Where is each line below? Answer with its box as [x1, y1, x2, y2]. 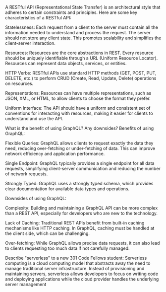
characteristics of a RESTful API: [5, 15, 72, 20]
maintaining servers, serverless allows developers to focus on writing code [5, 271, 159, 277]
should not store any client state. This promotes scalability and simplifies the [5, 35, 162, 41]
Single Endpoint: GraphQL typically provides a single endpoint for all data [5, 160, 155, 166]
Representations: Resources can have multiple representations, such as [5, 90, 152, 96]
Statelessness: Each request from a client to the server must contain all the [5, 24, 159, 30]
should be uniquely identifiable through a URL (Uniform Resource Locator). [5, 55, 158, 61]
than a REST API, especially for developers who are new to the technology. [5, 211, 158, 216]
